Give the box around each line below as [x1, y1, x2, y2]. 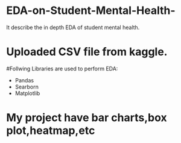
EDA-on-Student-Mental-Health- [6, 4, 176, 18]
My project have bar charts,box [6, 111, 167, 125]
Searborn [14, 83, 39, 90]
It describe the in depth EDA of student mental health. [6, 24, 140, 31]
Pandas [14, 76, 34, 84]
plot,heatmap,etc [6, 124, 95, 138]
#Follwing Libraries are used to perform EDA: [6, 65, 118, 72]
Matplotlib [14, 89, 40, 97]
